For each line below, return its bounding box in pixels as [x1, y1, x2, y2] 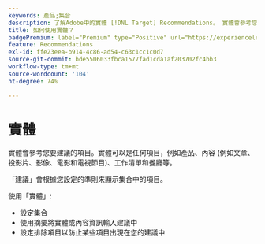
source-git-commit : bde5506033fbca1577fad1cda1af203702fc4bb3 [8, 56, 217, 64]
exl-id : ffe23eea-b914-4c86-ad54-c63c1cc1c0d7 [8, 48, 164, 56]
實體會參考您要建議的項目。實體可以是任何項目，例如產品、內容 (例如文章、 [8, 148, 255, 157]
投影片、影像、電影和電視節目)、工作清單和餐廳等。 [8, 158, 177, 168]
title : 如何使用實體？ [8, 26, 75, 34]
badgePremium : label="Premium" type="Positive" [8, 33, 168, 42]
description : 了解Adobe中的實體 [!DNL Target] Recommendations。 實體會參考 [8, 19, 252, 27]
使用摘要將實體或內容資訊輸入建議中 [19, 218, 138, 227]
